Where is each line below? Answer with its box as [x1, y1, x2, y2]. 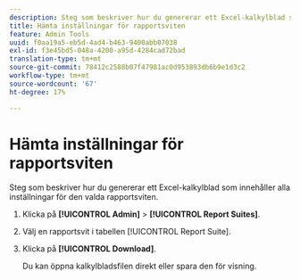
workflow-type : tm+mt [9, 71, 90, 80]
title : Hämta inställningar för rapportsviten [9, 21, 186, 30]
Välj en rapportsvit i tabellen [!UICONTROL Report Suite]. [21, 226, 231, 237]
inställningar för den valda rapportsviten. [9, 192, 159, 202]
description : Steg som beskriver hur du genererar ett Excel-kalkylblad [9, 12, 286, 22]
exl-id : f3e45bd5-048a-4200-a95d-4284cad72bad [9, 46, 186, 55]
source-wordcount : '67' [9, 79, 98, 88]
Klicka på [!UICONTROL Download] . [21, 243, 156, 254]
